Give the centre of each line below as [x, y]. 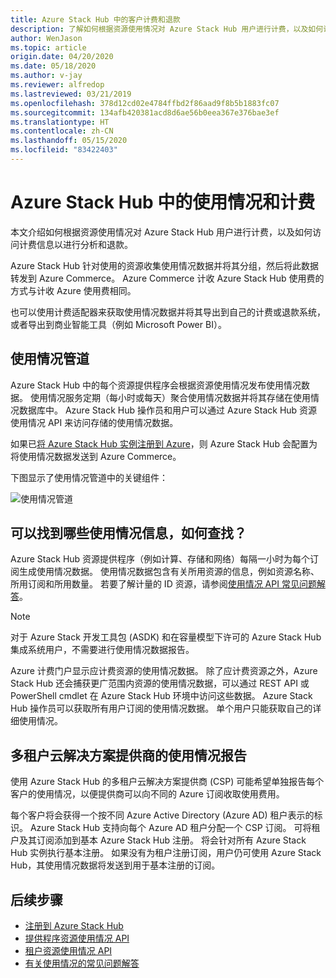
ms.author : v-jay [46, 76]
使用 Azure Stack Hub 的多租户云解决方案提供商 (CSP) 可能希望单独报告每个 [167, 782]
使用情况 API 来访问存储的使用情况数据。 [94, 422]
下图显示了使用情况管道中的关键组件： [89, 477]
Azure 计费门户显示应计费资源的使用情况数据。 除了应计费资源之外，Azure [164, 671]
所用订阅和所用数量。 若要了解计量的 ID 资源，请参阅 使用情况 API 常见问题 [163, 584]
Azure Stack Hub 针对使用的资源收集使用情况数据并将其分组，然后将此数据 [165, 265]
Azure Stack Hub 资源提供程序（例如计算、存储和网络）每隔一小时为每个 [160, 559]
